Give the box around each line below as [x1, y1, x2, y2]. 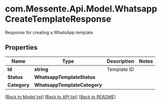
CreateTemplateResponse [5, 13, 112, 25]
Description [106, 58, 134, 65]
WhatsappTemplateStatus [34, 74, 96, 80]
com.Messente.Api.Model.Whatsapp [5, 3, 157, 14]
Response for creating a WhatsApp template [5, 29, 93, 35]
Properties [5, 43, 38, 52]
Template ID [106, 66, 134, 73]
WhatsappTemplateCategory [34, 81, 103, 88]
